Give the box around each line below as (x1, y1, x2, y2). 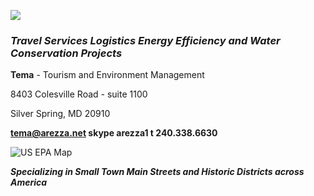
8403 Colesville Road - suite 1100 (10, 88, 148, 100)
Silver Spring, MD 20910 (10, 108, 111, 120)
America (10, 176, 48, 189)
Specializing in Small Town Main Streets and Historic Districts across (10, 166, 305, 178)
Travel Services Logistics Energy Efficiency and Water (10, 33, 281, 47)
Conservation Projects (10, 46, 123, 60)
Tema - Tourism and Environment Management (10, 69, 205, 81)
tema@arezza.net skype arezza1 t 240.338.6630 (10, 127, 218, 139)
